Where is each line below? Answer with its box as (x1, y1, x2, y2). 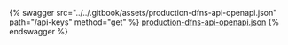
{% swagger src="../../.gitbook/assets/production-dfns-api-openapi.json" (9, 8, 277, 18)
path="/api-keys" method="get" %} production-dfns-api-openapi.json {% (9, 17, 280, 27)
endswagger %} (9, 26, 68, 36)
